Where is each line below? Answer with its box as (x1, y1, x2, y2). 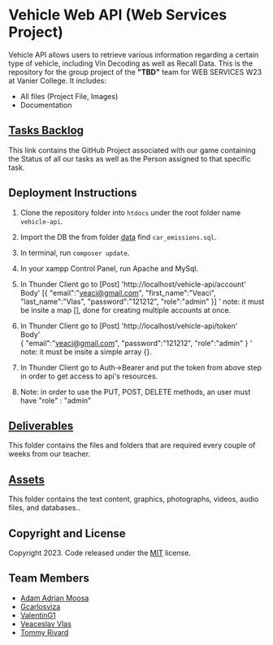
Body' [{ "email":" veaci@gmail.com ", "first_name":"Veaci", (19, 288, 217, 297)
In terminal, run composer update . (19, 248, 130, 258)
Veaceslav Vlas (19, 619, 71, 629)
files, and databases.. (8, 503, 80, 513)
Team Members (8, 571, 89, 586)
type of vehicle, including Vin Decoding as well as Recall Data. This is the (8, 58, 253, 68)
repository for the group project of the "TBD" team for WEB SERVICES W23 (8, 67, 262, 76)
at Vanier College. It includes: (8, 76, 107, 85)
